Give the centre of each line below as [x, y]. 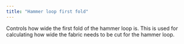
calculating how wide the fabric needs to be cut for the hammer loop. [90, 34]
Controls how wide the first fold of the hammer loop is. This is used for [92, 28]
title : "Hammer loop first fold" [47, 11]
